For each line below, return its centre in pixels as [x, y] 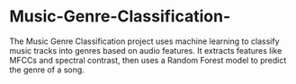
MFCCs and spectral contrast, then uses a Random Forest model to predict [148, 60]
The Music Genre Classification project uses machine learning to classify [144, 41]
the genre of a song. [47, 70]
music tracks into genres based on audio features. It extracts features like [146, 50]
